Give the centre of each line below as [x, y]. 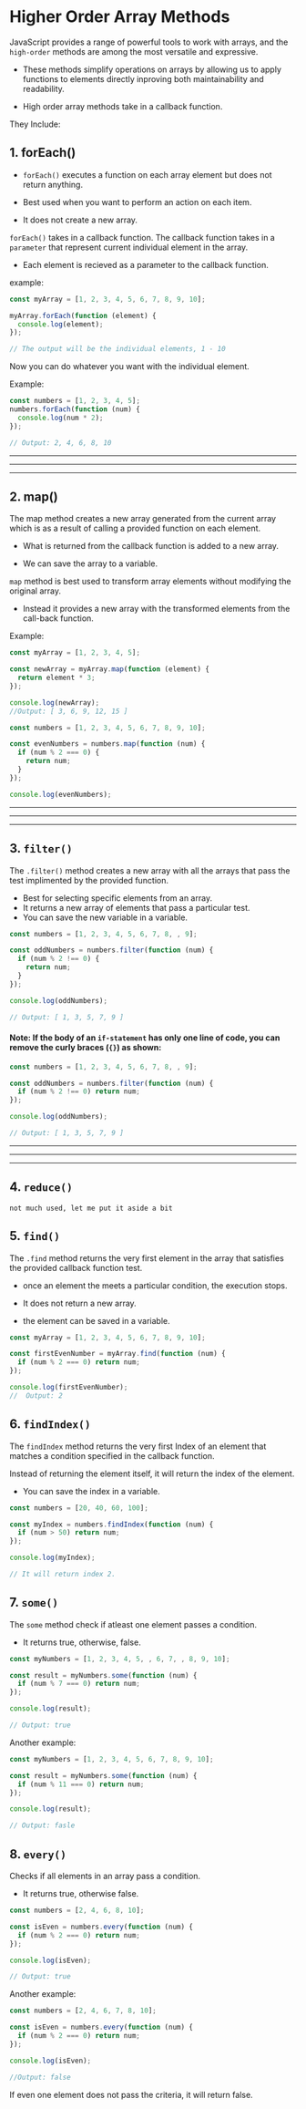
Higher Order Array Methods [120, 17]
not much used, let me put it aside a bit [91, 1208]
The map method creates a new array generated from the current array [143, 519]
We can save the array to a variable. [90, 563]
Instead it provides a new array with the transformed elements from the [156, 609]
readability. [44, 88]
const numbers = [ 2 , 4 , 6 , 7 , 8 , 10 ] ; [83, 2011]
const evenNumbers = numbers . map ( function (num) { [107, 744]
